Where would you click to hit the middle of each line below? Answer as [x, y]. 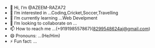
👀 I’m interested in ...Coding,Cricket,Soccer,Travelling [64, 13]
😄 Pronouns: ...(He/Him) [35, 36]
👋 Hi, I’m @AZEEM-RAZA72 [38, 8]
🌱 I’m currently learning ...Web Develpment [53, 18]
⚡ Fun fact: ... [23, 41]
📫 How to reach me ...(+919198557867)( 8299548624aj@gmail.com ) [80, 29]
